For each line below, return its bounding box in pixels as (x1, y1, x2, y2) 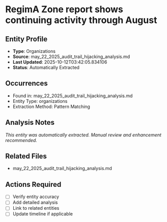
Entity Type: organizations (12, 98, 68, 104)
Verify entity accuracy (12, 193, 60, 200)
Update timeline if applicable (12, 211, 73, 217)
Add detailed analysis (12, 200, 58, 206)
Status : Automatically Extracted (12, 65, 80, 70)
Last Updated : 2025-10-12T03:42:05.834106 (12, 59, 107, 65)
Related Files (5, 152, 47, 161)
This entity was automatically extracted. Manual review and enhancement (5, 131, 162, 138)
